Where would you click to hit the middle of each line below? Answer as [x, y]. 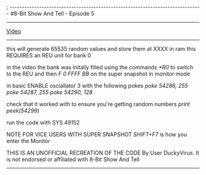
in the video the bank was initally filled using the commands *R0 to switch [100, 67]
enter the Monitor [29, 141]
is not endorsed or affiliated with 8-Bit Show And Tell [73, 159]
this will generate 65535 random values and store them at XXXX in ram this [101, 49]
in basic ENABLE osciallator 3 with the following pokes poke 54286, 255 [97, 86]
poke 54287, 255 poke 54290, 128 [50, 92]
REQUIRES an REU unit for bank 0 [49, 55]
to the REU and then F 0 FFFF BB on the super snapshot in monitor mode [98, 74]
